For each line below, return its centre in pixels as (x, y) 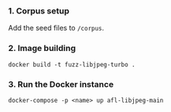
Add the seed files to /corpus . (56, 28)
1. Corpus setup (39, 11)
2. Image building (42, 49)
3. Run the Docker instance (61, 84)
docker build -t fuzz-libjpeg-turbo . (72, 64)
